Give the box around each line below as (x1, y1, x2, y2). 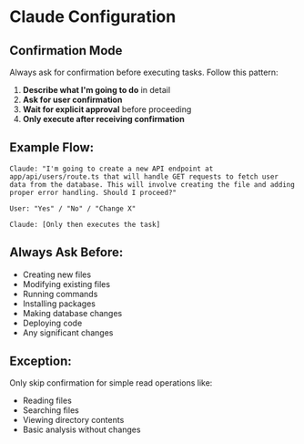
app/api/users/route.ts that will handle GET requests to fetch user (9, 171, 279, 181)
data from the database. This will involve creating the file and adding (9, 180, 296, 189)
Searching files (22, 405, 79, 416)
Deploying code (22, 317, 83, 328)
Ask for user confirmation (22, 94, 123, 105)
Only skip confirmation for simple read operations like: (9, 377, 213, 388)
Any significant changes (22, 326, 114, 338)
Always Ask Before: (9, 244, 124, 261)
